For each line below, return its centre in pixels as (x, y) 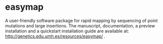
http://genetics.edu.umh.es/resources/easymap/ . (55, 36)
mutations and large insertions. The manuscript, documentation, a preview (80, 25)
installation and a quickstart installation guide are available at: (67, 31)
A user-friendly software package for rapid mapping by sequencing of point (81, 21)
